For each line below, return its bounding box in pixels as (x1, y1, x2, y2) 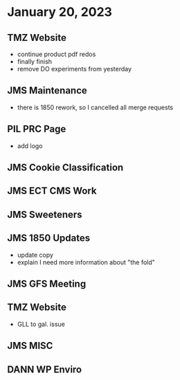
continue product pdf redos (17, 50, 96, 58)
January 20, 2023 (7, 4, 113, 20)
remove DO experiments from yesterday (17, 65, 132, 73)
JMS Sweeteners (7, 208, 82, 220)
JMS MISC (7, 340, 53, 352)
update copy (17, 251, 54, 259)
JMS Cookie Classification (7, 162, 124, 174)
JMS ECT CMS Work (7, 185, 97, 197)
